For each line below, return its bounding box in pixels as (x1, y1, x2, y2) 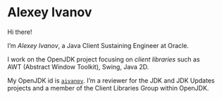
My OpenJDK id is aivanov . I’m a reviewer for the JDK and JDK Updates (7, 76, 215, 85)
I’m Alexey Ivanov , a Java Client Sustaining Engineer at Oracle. (7, 41, 189, 49)
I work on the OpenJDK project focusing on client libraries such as (7, 54, 200, 64)
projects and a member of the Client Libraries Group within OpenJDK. (7, 83, 209, 92)
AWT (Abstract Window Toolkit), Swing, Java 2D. (7, 62, 149, 71)
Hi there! (7, 28, 32, 36)
